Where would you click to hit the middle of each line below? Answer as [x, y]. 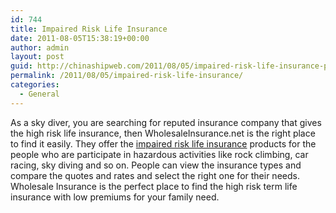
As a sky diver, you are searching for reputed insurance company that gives [166, 122]
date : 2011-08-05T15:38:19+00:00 [80, 38]
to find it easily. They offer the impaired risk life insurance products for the [163, 143]
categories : [35, 85]
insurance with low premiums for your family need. [115, 197]
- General [39, 94]
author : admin [40, 47]
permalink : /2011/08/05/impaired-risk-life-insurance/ [127, 76]
